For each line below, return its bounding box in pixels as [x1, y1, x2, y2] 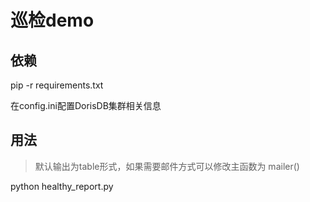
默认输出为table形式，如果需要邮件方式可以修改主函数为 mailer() [34, 160, 300, 172]
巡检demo [10, 9, 95, 32]
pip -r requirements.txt [10, 79, 104, 91]
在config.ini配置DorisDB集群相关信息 [10, 100, 162, 111]
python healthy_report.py [10, 180, 114, 192]
